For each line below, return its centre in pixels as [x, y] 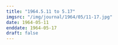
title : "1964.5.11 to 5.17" [41, 11]
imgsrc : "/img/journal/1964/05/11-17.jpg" [59, 17]
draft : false [22, 33]
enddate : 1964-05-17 [32, 28]
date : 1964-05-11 [28, 22]
